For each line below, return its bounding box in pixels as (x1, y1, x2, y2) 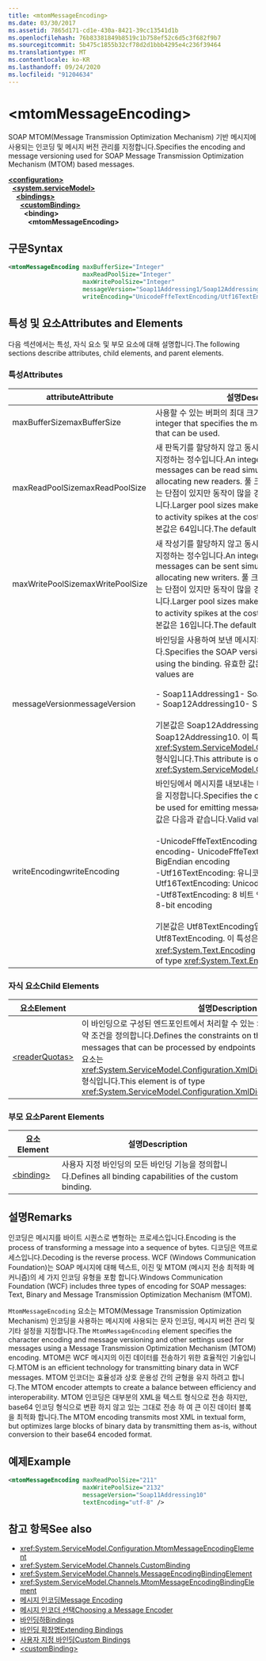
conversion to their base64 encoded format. (8, 1429, 153, 1440)
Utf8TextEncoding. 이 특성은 (155, 933, 259, 944)
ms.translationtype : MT (8, 48, 87, 56)
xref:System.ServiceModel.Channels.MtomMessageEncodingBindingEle (19, 1578, 255, 1587)
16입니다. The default (179, 620, 257, 631)
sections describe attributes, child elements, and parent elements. (8, 348, 224, 358)
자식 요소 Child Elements (8, 980, 100, 992)
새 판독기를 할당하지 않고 (155, 442, 243, 453)
